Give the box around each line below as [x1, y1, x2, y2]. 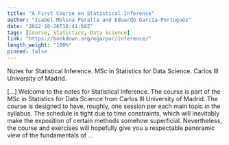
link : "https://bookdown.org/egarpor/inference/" [7, 36, 152, 42]
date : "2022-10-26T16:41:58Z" [7, 23, 94, 29]
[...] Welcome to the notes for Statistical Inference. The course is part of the [7, 87, 221, 96]
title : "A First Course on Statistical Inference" [7, 10, 155, 17]
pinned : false [7, 49, 48, 55]
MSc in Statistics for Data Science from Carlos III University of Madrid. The [7, 94, 218, 103]
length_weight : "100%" [7, 42, 72, 49]
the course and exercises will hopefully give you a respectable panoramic [7, 124, 215, 132]
